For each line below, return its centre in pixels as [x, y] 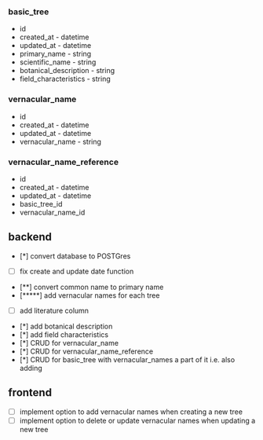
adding [31, 368]
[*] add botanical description [66, 326]
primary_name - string [55, 54]
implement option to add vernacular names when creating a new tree [131, 412]
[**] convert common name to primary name [91, 287]
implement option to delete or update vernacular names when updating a [137, 420]
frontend [30, 392]
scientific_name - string [58, 62]
